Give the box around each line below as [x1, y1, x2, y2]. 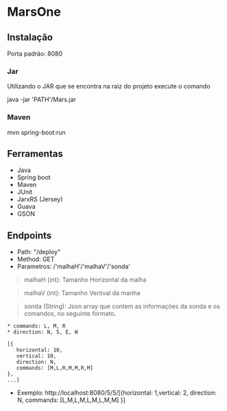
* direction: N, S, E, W [7, 329, 78, 336]
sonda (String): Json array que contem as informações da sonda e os [23, 302, 221, 310]
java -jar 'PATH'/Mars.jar [7, 95, 77, 103]
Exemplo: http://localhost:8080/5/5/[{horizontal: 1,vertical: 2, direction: [16, 388, 217, 397]
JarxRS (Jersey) [16, 195, 63, 203]
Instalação [7, 32, 53, 43]
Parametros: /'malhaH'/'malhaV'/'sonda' [16, 262, 131, 271]
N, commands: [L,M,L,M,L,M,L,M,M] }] [16, 396, 126, 404]
